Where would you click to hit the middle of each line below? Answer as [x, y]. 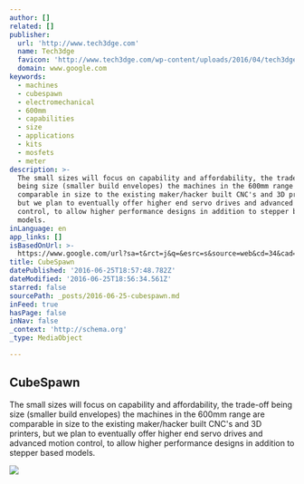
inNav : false [34, 321]
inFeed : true [34, 305]
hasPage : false [38, 313]
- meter [32, 161]
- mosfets [36, 152]
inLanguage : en [38, 228]
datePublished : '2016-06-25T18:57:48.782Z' [93, 271]
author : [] [30, 18]
